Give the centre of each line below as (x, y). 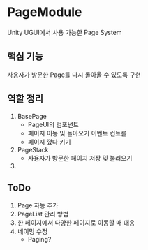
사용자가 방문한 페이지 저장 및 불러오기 (80, 158)
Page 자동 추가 (38, 205)
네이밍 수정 (32, 232)
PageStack (33, 149)
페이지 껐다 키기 (49, 142)
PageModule (45, 12)
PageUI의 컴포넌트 (53, 124)
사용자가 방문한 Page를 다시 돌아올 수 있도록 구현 (74, 75)
